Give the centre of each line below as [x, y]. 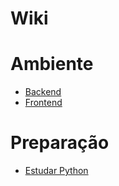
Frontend [43, 103]
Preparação [60, 143]
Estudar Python [56, 171]
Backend [43, 92]
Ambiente [52, 64]
